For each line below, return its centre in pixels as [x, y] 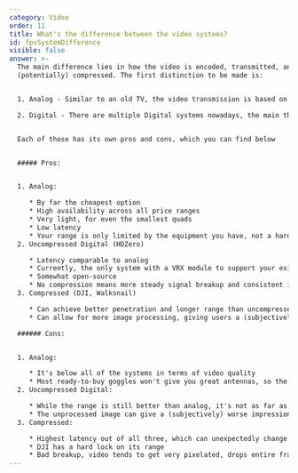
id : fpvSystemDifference [55, 42]
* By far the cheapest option [85, 203]
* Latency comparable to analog [89, 260]
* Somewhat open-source [73, 277]
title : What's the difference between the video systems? [118, 34]
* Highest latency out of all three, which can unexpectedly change [158, 438]
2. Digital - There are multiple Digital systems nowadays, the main [148, 115]
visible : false [37, 51]
